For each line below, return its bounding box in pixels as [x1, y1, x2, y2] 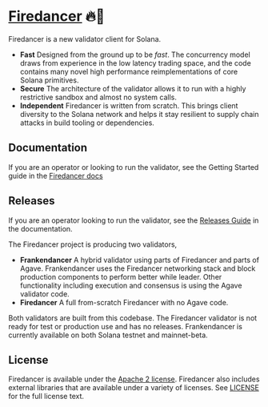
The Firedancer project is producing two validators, [8, 240, 178, 249]
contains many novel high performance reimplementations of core [19, 66, 238, 76]
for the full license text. [8, 392, 85, 401]
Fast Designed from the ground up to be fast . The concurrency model [19, 50, 250, 59]
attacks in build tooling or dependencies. [19, 118, 154, 127]
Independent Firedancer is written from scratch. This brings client [19, 100, 238, 111]
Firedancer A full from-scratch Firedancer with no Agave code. [19, 297, 229, 307]
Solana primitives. [19, 75, 79, 85]
